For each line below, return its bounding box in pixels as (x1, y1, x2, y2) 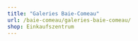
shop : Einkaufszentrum (7, 23, 74, 30)
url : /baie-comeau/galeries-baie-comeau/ (7, 17, 132, 24)
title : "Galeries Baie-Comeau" (7, 10, 100, 17)
